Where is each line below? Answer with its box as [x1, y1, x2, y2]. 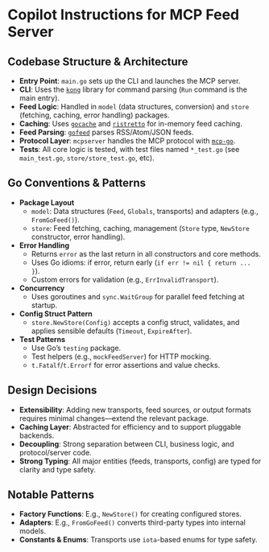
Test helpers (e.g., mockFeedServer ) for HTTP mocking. [31, 352, 212, 361]
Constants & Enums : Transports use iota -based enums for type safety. [19, 535, 258, 545]
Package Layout [19, 197, 75, 207]
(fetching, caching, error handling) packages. [19, 110, 170, 120]
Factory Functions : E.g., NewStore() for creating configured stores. [19, 509, 242, 519]
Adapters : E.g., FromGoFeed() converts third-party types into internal [19, 517, 246, 528]
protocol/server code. [19, 447, 92, 457]
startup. [31, 300, 58, 310]
